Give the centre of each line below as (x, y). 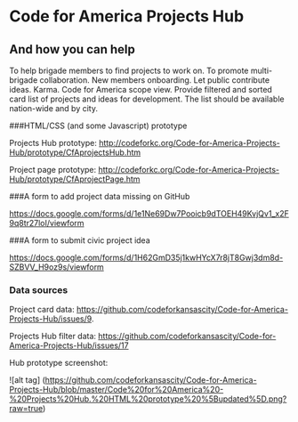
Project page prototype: (53, 170)
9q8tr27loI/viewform (47, 223)
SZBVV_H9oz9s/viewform (56, 267)
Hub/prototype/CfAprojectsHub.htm (75, 152)
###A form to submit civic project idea (80, 240)
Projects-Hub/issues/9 (50, 319)
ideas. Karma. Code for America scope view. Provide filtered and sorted (141, 89)
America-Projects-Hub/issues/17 (69, 345)
